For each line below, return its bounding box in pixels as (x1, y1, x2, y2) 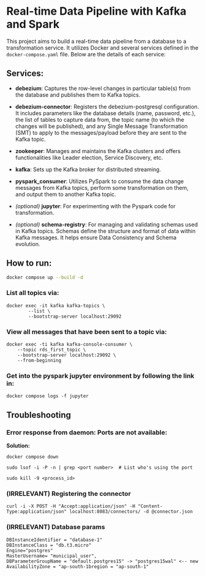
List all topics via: (6, 289, 59, 297)
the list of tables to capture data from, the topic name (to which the (15, 116, 185, 123)
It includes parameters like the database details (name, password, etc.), (15, 109, 196, 117)
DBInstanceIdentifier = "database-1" (6, 537, 103, 543)
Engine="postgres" (6, 547, 53, 553)
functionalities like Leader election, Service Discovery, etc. (15, 154, 163, 161)
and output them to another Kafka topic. (15, 190, 116, 198)
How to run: (6, 258, 52, 269)
